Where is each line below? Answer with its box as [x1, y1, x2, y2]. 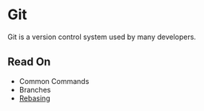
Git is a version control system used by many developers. [7, 32, 197, 42]
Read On [7, 55, 51, 69]
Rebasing [18, 93, 50, 103]
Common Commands [18, 76, 90, 85]
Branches [18, 85, 51, 94]
